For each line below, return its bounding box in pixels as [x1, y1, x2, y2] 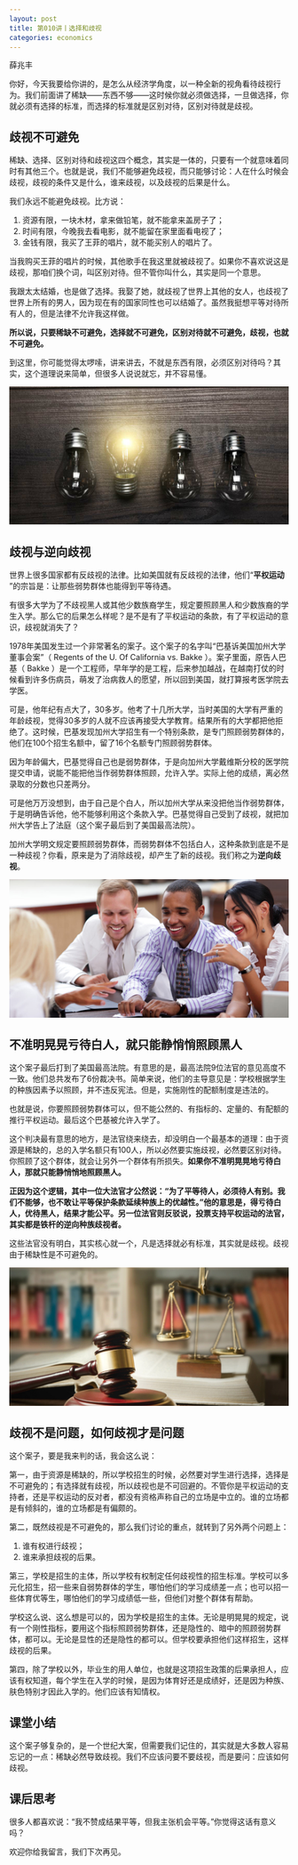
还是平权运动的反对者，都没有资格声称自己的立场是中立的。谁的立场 [32, 1491, 281, 1503]
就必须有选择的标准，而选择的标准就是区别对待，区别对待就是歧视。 [9, 101, 258, 111]
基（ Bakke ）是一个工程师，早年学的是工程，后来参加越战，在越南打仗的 [9, 663, 278, 674]
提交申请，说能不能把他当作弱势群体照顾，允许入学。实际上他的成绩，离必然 [9, 768, 289, 779]
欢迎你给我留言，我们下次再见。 [9, 1846, 126, 1857]
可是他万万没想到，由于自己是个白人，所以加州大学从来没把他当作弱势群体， [9, 797, 289, 809]
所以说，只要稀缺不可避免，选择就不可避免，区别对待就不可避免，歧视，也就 [9, 327, 289, 338]
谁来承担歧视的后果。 [21, 1552, 100, 1562]
